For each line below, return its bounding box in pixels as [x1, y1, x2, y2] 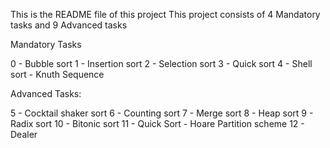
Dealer [10, 129, 38, 140]
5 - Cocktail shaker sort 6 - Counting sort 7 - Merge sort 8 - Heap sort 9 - [10, 107, 314, 119]
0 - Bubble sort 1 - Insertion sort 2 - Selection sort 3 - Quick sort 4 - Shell [10, 58, 313, 69]
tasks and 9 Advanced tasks [10, 19, 128, 31]
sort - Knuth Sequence [10, 69, 105, 80]
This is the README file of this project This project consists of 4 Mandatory [10, 9, 321, 20]
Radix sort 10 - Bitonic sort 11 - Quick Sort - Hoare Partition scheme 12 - [10, 118, 305, 129]
